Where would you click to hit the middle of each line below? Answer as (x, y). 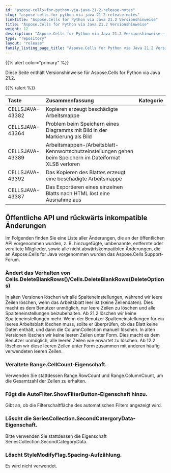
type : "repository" (26, 39)
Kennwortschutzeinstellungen (81, 151)
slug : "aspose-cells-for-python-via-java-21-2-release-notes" (73, 15)
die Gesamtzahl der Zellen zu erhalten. (46, 381)
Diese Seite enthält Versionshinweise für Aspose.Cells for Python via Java (83, 73)
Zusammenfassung (70, 100)
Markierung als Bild (69, 136)
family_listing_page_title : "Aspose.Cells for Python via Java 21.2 (79, 48)
